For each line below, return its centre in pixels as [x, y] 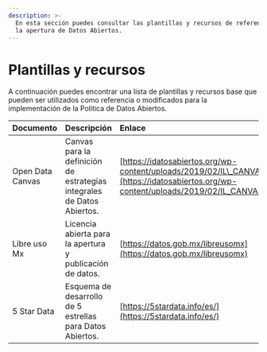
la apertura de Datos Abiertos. [69, 30]
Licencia [81, 224]
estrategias [86, 181]
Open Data [32, 172]
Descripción [89, 128]
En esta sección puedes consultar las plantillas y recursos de [124, 23]
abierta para [88, 234]
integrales [83, 191]
